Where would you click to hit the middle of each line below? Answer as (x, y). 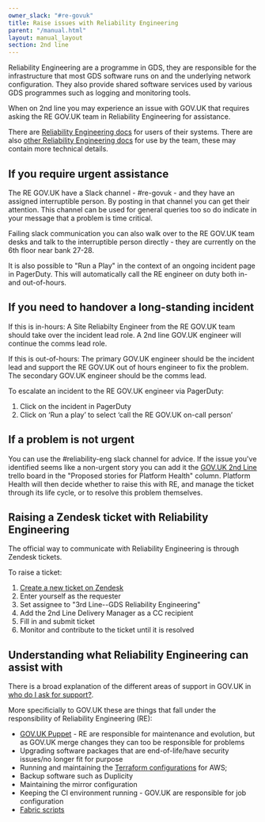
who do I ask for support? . (51, 695)
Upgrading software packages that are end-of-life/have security (124, 751)
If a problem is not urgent (71, 440)
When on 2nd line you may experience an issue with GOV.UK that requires (129, 109)
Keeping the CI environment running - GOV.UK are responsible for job (133, 793)
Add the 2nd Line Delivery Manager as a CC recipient (106, 613)
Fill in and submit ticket (57, 621)
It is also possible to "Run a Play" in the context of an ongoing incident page (132, 266)
